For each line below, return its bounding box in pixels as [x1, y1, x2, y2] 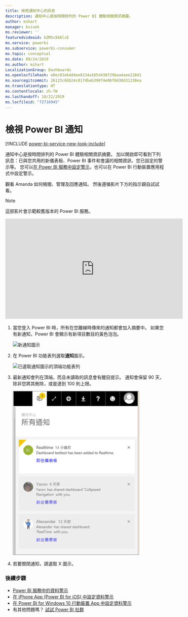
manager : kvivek [5, 24, 40, 30]
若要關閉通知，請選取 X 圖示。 [12, 560, 77, 567]
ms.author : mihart [5, 62, 44, 67]
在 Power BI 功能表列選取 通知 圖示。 [12, 353, 88, 359]
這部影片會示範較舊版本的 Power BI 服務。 [5, 208, 93, 214]
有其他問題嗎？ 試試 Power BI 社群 [12, 606, 85, 612]
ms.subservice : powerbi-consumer [5, 46, 76, 51]
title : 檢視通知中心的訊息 [5, 8, 56, 13]
